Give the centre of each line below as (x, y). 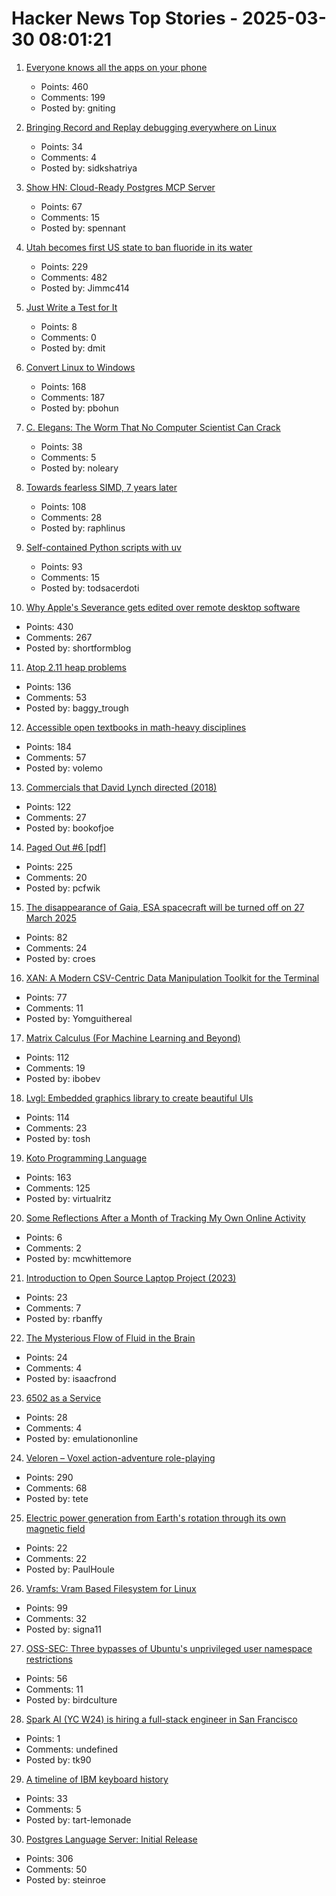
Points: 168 (63, 386)
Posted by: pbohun (79, 408)
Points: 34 (62, 146)
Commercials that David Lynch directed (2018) (121, 787)
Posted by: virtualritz (68, 1198)
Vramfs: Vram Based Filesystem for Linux (111, 1588)
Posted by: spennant (83, 228)
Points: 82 (46, 937)
